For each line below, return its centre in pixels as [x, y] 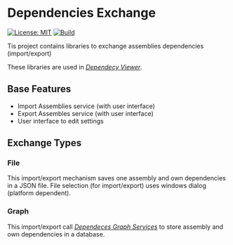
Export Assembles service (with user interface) [86, 113]
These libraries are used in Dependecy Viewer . [75, 67]
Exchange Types [45, 143]
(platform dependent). [39, 193]
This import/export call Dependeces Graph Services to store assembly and [115, 227]
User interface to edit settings [60, 121]
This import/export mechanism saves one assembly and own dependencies [116, 178]
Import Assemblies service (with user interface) [86, 106]
